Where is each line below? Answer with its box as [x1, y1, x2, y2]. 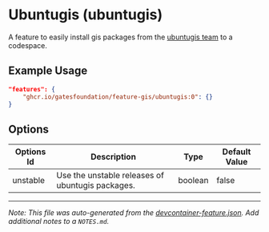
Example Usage [8, 64, 88, 78]
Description [90, 151, 136, 162]
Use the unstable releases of [56, 170, 164, 181]
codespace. [8, 40, 48, 50]
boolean [178, 175, 209, 186]
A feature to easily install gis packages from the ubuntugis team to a [8, 32, 234, 42]
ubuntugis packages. [56, 180, 136, 191]
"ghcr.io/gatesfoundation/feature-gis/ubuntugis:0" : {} [22, 92, 214, 101]
